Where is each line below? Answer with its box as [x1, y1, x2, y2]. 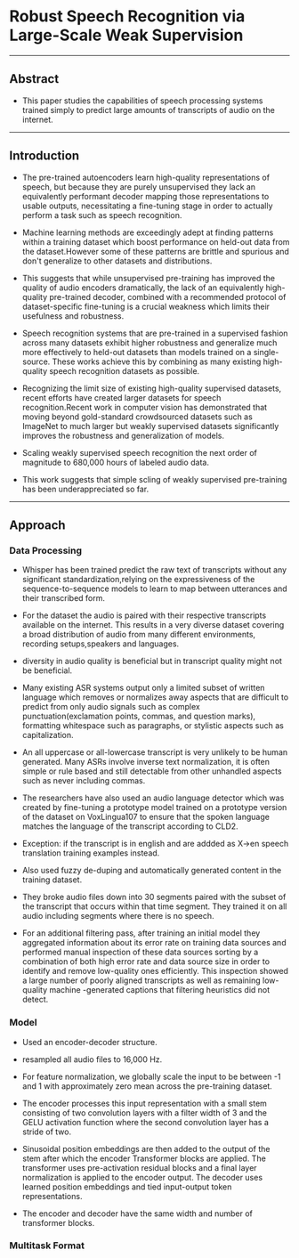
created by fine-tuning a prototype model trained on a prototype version [21, 802, 287, 813]
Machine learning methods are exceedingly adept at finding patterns [21, 227, 274, 238]
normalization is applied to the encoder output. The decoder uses [21, 1172, 263, 1182]
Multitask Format [9, 1239, 85, 1252]
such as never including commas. [21, 775, 146, 786]
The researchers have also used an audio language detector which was [21, 792, 285, 803]
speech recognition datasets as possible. [48, 365, 200, 376]
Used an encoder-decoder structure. [21, 1036, 158, 1047]
